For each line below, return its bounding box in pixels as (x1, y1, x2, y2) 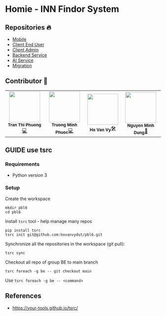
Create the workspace (5, 196, 50, 202)
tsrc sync (5, 250, 26, 256)
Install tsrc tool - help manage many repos (5, 218, 92, 224)
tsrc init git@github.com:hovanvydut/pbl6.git (5, 232, 103, 237)
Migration (12, 63, 32, 68)
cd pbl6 (5, 210, 21, 214)
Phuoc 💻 (55, 127, 74, 135)
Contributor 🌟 (5, 77, 48, 85)
